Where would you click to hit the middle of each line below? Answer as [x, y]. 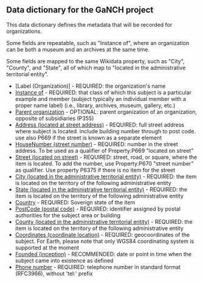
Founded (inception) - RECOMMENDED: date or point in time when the [103, 254]
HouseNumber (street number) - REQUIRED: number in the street [96, 144]
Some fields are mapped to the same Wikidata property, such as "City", [95, 61]
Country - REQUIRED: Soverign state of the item [75, 202]
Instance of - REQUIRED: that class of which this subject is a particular [103, 92]
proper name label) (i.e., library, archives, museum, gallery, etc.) [95, 105]
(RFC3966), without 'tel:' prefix [54, 273]
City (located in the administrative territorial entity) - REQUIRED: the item [106, 176]
